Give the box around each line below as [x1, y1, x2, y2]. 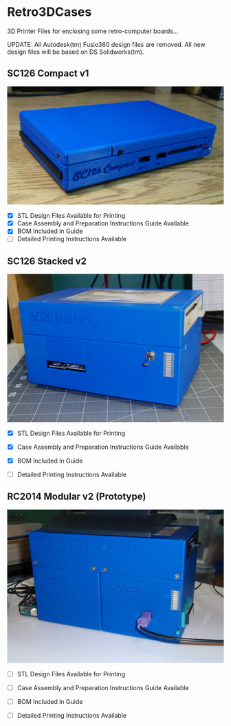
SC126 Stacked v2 [7, 255, 87, 267]
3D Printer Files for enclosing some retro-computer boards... [7, 27, 179, 35]
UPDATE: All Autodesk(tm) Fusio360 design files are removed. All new [7, 40, 206, 48]
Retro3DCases [7, 4, 92, 20]
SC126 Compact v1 [7, 68, 89, 79]
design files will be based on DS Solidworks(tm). [7, 48, 144, 56]
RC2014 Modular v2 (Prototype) [7, 491, 146, 503]
